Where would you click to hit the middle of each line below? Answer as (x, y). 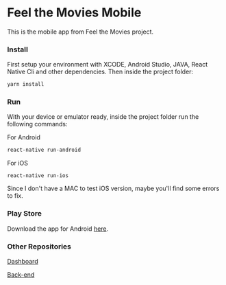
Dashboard (23, 261)
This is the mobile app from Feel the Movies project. (80, 32)
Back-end (21, 274)
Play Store (25, 214)
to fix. (15, 196)
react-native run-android (44, 150)
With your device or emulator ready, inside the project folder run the (103, 117)
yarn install (26, 84)
